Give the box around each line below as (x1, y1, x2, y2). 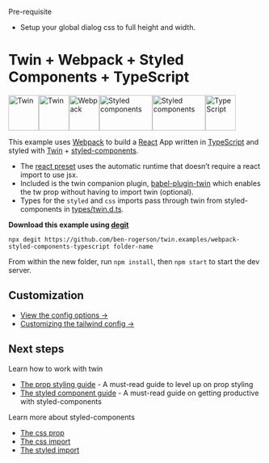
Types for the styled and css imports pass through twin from (19, 196, 223, 205)
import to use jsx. (19, 170, 78, 179)
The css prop (19, 427, 65, 437)
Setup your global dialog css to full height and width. (19, 23, 196, 32)
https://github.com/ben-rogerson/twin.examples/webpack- (44, 235, 241, 243)
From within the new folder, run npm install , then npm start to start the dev (8, 256, 260, 266)
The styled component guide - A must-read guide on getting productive (19, 388, 259, 398)
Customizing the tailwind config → (19, 318, 135, 328)
